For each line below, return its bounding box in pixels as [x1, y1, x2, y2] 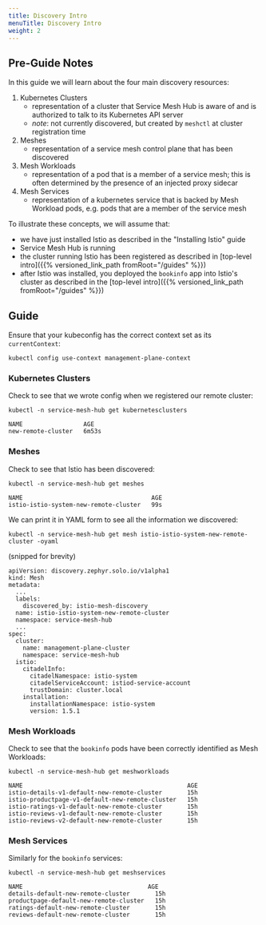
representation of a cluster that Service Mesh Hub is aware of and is [31, 102, 257, 111]
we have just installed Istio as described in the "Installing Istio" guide [19, 235, 246, 244]
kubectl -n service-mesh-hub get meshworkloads [8, 767, 170, 775]
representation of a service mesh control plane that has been [31, 144, 233, 154]
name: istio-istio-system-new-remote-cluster [15, 609, 170, 617]
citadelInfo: [22, 665, 66, 673]
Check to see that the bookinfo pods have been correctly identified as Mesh [8, 743, 258, 753]
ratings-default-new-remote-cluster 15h [8, 904, 166, 912]
